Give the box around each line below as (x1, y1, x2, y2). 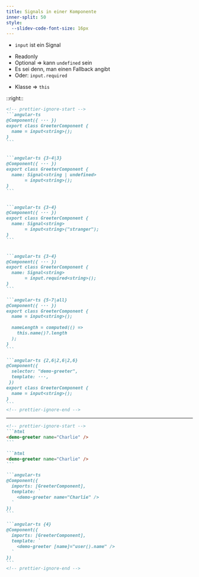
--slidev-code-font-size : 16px (11, 25, 89, 31)
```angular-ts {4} (6, 521, 52, 528)
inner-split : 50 (6, 14, 46, 20)
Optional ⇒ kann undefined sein (14, 59, 92, 66)
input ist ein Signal (14, 42, 61, 49)
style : (6, 20, 23, 25)
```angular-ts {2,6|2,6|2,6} (6, 357, 78, 364)
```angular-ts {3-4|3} (6, 155, 62, 161)
